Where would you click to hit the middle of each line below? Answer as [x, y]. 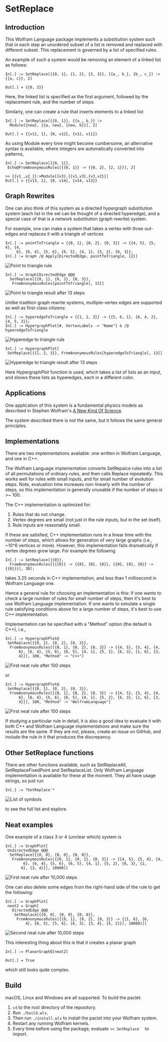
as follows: [16, 65]
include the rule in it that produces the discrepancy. [58, 737]
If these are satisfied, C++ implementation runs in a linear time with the [78, 535]
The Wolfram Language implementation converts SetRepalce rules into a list [83, 468]
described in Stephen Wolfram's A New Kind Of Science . [64, 410]
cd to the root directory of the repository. [54, 1007]
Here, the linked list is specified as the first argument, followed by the [77, 97]
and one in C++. [22, 459]
